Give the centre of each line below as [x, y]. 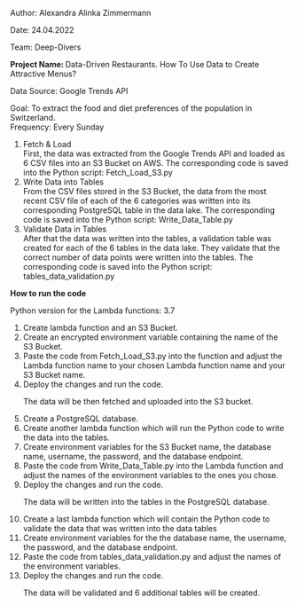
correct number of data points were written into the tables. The [138, 257]
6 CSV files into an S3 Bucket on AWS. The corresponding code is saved [156, 163]
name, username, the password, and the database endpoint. [133, 456]
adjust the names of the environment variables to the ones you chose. [150, 475]
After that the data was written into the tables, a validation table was [147, 238]
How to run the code [48, 293]
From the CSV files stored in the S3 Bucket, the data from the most [145, 191]
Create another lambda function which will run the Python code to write [153, 428]
